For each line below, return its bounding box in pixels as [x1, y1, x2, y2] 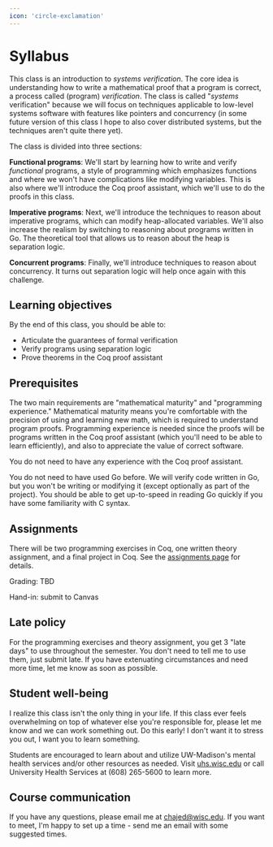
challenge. [9, 274, 45, 284]
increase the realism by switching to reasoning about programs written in [9, 224, 254, 234]
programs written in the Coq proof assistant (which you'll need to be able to [9, 432, 262, 443]
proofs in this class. [9, 192, 75, 201]
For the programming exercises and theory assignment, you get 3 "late [9, 637, 246, 646]
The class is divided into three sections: [9, 141, 142, 151]
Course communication [9, 791, 131, 805]
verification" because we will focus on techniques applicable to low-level [9, 99, 254, 110]
